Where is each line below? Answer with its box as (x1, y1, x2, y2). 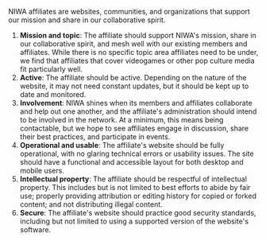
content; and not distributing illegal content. (19, 200, 163, 209)
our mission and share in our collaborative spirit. (8, 15, 166, 25)
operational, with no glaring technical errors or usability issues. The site (19, 149, 254, 158)
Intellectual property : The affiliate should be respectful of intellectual (19, 174, 248, 184)
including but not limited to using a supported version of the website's (19, 216, 249, 226)
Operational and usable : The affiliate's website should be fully (19, 141, 225, 150)
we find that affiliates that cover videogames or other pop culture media (19, 56, 256, 65)
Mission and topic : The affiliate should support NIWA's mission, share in (19, 31, 256, 40)
